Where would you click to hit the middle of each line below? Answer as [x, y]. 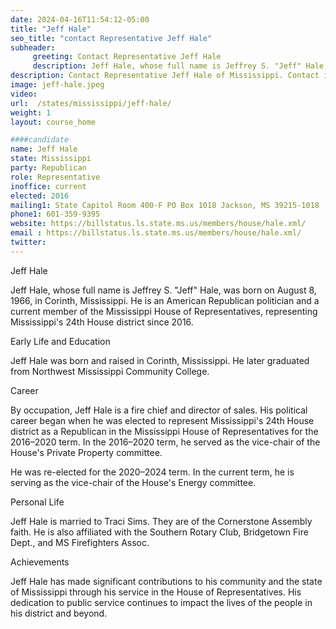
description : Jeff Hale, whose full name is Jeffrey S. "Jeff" [167, 66]
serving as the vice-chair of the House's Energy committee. [133, 482]
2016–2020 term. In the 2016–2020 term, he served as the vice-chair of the [165, 442]
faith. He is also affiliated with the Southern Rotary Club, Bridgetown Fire [159, 532]
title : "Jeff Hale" [51, 29]
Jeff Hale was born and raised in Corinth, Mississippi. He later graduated [160, 360]
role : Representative [55, 177]
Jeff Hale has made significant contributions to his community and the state [166, 581]
